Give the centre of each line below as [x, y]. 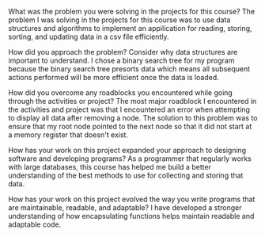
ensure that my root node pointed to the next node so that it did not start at [130, 126]
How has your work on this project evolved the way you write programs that [132, 199]
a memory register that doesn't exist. [68, 135]
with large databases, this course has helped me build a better [110, 167]
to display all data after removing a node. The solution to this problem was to [133, 118]
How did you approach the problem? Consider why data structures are [123, 52]
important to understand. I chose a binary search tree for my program [121, 60]
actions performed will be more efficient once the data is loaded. [114, 77]
